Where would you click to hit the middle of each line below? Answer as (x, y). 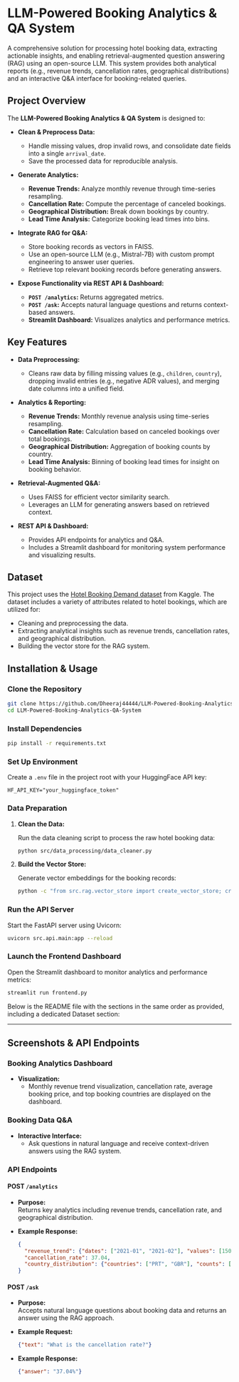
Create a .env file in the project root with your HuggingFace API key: (107, 777)
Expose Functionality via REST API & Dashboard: (91, 283)
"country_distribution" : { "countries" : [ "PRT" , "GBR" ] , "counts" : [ (128, 1264)
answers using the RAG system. (75, 1151)
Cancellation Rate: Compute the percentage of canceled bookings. (127, 203)
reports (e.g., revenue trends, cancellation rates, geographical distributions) (118, 71)
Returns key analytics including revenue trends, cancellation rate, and (120, 1210)
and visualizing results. (62, 555)
